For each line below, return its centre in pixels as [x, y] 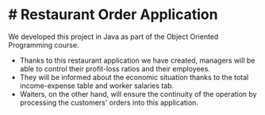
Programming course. [44, 44]
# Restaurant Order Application [113, 15]
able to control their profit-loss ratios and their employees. [115, 68]
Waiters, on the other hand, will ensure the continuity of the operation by [138, 94]
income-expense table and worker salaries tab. [97, 86]
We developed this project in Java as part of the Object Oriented [113, 36]
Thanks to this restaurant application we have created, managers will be [137, 60]
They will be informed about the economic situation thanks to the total [134, 77]
